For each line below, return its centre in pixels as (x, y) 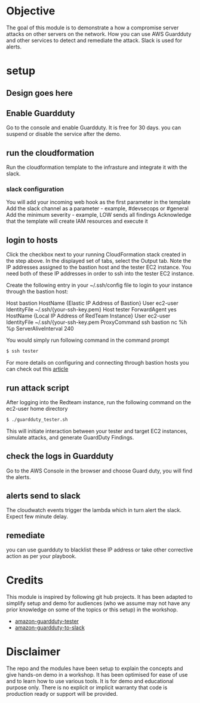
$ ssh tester (22, 351)
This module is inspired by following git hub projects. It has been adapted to (99, 597)
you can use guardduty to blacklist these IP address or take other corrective (100, 550)
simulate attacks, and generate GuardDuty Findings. (70, 437)
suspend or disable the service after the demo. (64, 134)
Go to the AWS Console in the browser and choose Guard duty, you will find (99, 471)
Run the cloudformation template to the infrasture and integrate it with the (97, 167)
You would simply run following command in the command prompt (88, 340)
